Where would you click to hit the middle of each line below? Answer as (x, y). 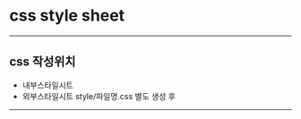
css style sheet (67, 16)
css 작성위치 (43, 62)
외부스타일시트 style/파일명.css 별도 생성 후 (99, 96)
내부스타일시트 (47, 85)
